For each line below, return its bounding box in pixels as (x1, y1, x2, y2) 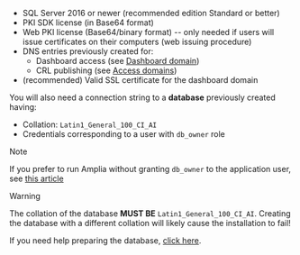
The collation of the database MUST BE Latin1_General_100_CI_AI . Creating (9, 208, 291, 219)
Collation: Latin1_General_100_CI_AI (22, 119, 158, 130)
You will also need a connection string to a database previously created (9, 92, 277, 103)
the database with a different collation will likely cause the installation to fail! (9, 218, 291, 228)
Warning (9, 191, 41, 201)
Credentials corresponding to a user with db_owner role (22, 129, 225, 139)
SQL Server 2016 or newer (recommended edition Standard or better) (22, 8, 281, 18)
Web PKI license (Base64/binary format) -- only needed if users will (22, 27, 275, 37)
